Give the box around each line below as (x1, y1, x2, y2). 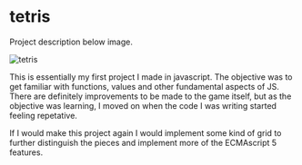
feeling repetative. (9, 110, 77, 121)
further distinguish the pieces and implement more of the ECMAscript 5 (9, 137, 277, 148)
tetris (9, 6, 51, 27)
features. (9, 147, 44, 158)
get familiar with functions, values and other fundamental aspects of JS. (9, 81, 280, 92)
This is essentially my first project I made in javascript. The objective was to (9, 71, 293, 82)
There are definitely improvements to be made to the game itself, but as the (9, 91, 292, 102)
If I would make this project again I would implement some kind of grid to (9, 127, 282, 138)
